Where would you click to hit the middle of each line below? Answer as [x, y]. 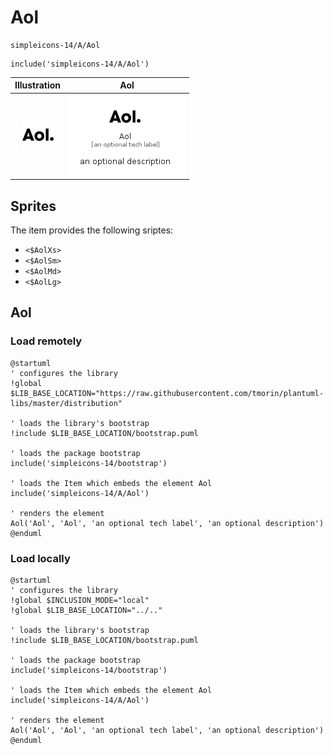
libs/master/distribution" [66, 403]
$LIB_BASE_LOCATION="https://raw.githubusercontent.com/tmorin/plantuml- [167, 393]
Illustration [38, 85]
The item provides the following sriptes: [92, 230]
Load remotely [46, 341]
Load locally [40, 558]
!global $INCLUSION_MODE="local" [80, 600]
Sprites [33, 206]
